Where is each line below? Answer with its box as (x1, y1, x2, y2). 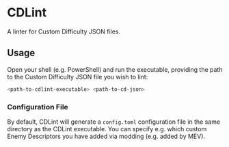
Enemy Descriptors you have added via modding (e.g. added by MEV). (7, 132, 206, 140)
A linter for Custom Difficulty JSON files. (7, 27, 121, 36)
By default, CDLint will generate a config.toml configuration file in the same (7, 118, 221, 126)
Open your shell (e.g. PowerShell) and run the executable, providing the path (7, 65, 223, 73)
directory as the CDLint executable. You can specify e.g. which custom (7, 124, 207, 133)
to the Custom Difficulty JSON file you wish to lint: (7, 72, 148, 81)
